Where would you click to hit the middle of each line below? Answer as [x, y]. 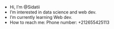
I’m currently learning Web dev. [41, 17]
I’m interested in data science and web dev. [53, 12]
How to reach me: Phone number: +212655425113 [59, 22]
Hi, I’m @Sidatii [25, 7]
